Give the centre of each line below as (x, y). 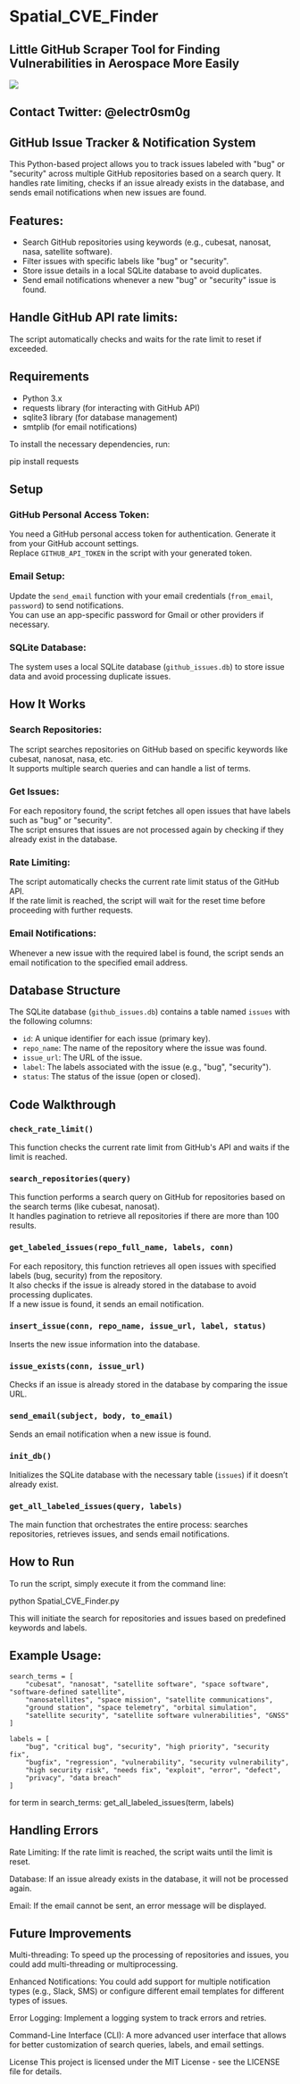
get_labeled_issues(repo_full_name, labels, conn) (121, 1248)
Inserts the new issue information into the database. (105, 1344)
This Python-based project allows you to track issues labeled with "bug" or (147, 164)
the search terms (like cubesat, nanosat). (85, 1206)
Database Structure (65, 990)
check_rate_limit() (51, 1129)
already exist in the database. (63, 839)
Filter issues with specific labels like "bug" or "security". (125, 262)
